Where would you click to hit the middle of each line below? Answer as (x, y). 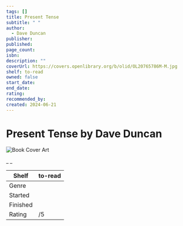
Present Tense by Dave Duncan (84, 134)
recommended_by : (26, 99)
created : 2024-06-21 (31, 104)
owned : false (22, 77)
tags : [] (17, 11)
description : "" (26, 61)
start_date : (21, 83)
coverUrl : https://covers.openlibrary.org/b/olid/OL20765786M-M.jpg (92, 66)
